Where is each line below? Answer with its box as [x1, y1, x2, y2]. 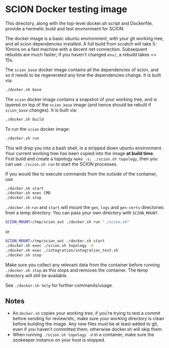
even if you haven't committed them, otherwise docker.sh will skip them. [12, 326, 163, 332]
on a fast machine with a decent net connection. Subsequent [21, 46, 148, 52]
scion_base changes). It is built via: [5, 107, 77, 113]
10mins [5, 46, 20, 52]
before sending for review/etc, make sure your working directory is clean [12, 316, 164, 322]
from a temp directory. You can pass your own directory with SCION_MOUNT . [5, 210, 159, 216]
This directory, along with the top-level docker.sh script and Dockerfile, [5, 20, 153, 26]
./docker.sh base [5, 87, 42, 92]
